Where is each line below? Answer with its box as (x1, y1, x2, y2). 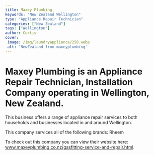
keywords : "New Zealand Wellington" (5, 12, 81, 17)
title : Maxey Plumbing (5, 7, 52, 12)
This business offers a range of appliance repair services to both (5, 114, 138, 120)
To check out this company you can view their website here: (5, 139, 128, 145)
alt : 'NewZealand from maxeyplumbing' (7, 44, 88, 49)
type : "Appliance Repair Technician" (5, 16, 83, 21)
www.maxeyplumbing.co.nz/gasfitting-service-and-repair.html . (5, 144, 135, 150)
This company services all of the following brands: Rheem (5, 129, 124, 135)
